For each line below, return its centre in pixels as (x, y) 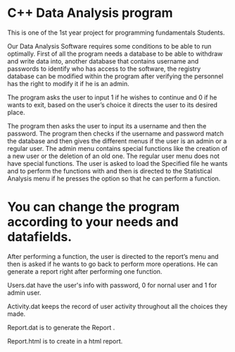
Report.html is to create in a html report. (65, 341)
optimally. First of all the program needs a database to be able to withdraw (115, 54)
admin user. (24, 292)
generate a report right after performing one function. (85, 271)
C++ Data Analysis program (90, 13)
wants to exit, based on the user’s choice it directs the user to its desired (113, 104)
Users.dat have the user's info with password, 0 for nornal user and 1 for (112, 285)
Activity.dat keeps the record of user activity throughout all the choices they (118, 306)
